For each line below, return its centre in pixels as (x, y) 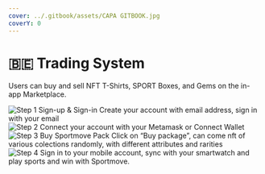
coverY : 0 (25, 23)
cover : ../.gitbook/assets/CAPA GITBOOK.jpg (84, 16)
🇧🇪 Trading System (77, 63)
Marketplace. (45, 94)
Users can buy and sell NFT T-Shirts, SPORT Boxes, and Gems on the (124, 86)
